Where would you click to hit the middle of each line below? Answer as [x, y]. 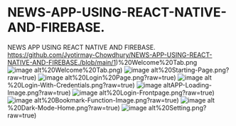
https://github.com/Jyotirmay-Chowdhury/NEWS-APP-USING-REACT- [110, 55]
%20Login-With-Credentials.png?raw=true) [71, 85]
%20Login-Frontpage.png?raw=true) [160, 93]
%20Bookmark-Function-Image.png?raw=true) [110, 100]
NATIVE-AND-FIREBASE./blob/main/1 [61, 62]
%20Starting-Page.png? [194, 70]
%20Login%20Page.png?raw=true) [124, 77]
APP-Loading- [191, 85]
